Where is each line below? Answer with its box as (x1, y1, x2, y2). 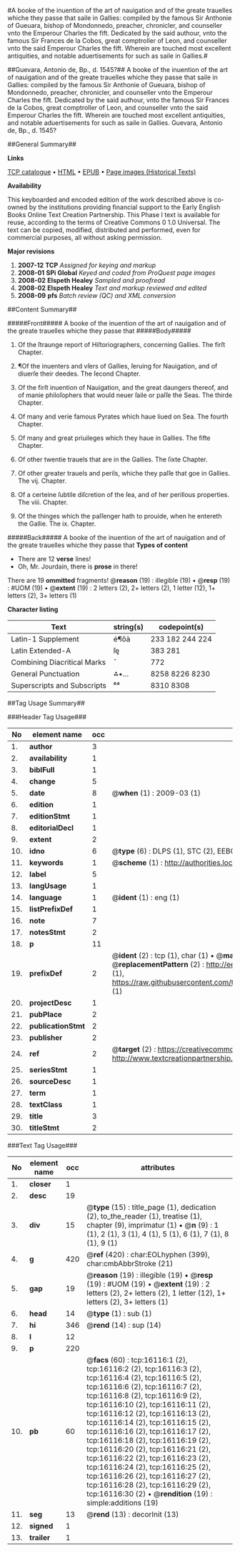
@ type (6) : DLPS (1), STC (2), (111, 846, 216, 856)
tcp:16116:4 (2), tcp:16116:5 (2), (86, 1373, 202, 1383)
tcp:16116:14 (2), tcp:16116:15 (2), (86, 1418, 211, 1427)
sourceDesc (29, 1076, 71, 1086)
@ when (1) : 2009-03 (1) (111, 788, 201, 798)
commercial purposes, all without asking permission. (7, 234, 163, 241)
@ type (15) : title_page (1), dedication (86, 1203, 216, 1212)
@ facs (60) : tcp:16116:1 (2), (86, 1355, 188, 1365)
